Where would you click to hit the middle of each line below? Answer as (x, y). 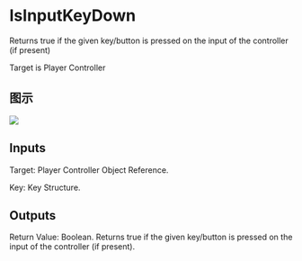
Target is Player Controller (58, 67)
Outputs (33, 216)
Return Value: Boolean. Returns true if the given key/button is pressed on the (151, 237)
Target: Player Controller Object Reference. (89, 170)
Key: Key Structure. (45, 187)
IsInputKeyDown (73, 16)
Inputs (28, 148)
